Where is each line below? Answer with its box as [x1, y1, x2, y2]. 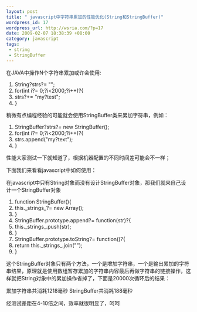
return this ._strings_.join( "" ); [14, 242, 83, 249]
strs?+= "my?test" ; [14, 93, 60, 100]
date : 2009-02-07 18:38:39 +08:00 [6, 30, 91, 36]
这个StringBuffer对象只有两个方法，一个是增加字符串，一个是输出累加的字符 [6, 260, 189, 267]
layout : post [6, 8, 38, 15]
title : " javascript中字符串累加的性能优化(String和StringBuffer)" [6, 14, 164, 20]
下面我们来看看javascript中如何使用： [6, 167, 97, 174]
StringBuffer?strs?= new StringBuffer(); [14, 123, 110, 130]
